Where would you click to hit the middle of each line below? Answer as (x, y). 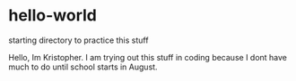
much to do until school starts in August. (83, 67)
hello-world (53, 16)
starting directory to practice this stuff (78, 40)
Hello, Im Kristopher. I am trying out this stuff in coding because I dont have (148, 57)
